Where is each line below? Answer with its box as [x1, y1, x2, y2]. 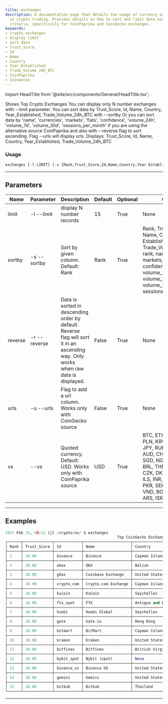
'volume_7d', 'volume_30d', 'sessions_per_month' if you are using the [5, 122, 147, 128]
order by [60, 315, 81, 322]
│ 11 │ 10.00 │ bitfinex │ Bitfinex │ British [5, 647, 151, 652]
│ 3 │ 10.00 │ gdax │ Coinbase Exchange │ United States [5, 572, 164, 577]
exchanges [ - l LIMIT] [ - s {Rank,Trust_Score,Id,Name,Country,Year [5, 162, 146, 167]
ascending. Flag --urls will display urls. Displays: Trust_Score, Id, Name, [5, 133, 153, 139]
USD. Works [60, 463, 89, 470]
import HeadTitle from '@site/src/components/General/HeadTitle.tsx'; [5, 91, 149, 97]
